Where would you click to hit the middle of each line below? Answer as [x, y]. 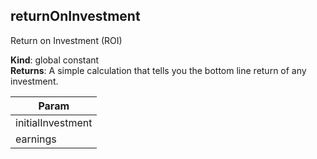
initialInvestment [54, 122]
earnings [36, 139]
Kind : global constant [55, 60]
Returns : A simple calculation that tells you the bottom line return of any [158, 70]
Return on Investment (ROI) [66, 40]
